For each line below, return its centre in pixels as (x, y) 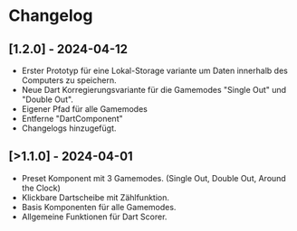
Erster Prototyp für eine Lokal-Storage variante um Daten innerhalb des (155, 70)
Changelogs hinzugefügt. (69, 128)
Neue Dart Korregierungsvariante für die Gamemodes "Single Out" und (154, 90)
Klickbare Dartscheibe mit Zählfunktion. (95, 197)
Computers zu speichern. (69, 80)
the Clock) (41, 188)
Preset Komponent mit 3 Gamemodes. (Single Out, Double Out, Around (153, 178)
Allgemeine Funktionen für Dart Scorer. (94, 217)
